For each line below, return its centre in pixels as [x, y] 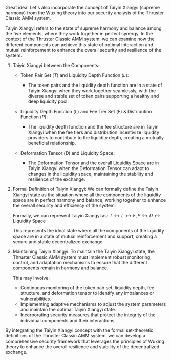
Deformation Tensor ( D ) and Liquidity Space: [68, 153]
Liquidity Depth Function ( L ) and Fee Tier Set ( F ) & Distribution [86, 111]
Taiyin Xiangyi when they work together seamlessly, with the [92, 91]
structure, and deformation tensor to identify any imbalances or [87, 293]
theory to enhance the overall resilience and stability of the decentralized [82, 347]
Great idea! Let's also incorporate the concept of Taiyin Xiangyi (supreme [83, 7]
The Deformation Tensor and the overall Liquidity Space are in [93, 163]
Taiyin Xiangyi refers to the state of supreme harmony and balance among [84, 28]
